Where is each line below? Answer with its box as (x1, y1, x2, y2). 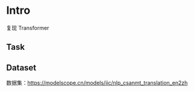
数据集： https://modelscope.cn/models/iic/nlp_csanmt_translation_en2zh (6, 79, 188, 87)
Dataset (6, 63, 37, 73)
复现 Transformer (6, 24, 49, 31)
